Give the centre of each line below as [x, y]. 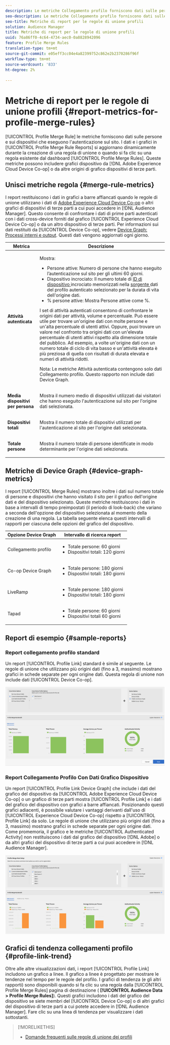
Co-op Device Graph [29, 571]
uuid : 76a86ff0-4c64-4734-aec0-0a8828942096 [53, 38]
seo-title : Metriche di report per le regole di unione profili [74, 21]
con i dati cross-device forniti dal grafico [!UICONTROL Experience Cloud [82, 219]
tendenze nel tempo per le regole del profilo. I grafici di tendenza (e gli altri [83, 979]
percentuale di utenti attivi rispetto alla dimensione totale [99, 337]
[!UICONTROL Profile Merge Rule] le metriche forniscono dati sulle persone [84, 137]
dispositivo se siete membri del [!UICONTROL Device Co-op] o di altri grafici [85, 1001]
